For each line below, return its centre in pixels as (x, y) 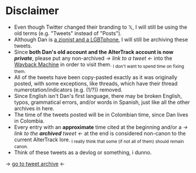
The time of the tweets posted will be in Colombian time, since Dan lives (101, 114)
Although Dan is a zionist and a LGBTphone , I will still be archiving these (101, 39)
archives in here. (34, 108)
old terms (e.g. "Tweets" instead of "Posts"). (68, 33)
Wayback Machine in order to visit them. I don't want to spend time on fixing (99, 65)
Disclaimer (32, 11)
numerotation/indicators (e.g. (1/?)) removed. (68, 90)
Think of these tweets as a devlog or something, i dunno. (83, 152)
